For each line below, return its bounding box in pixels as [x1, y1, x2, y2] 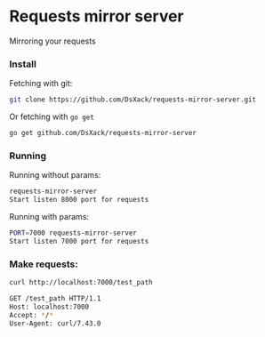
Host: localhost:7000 [9, 302, 90, 311]
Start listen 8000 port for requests [9, 196, 149, 205]
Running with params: [9, 212, 90, 222]
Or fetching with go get [9, 111, 95, 122]
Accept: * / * [9, 310, 53, 319]
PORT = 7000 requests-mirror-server [9, 229, 138, 237]
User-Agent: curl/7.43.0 [9, 318, 101, 328]
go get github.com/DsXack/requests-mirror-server [9, 129, 197, 138]
